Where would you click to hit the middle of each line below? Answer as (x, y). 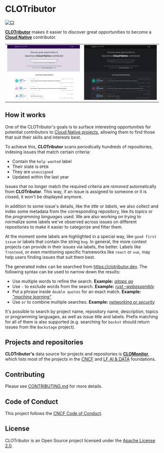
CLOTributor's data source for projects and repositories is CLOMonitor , (77, 354)
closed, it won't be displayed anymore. (44, 197)
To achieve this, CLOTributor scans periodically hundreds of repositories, (79, 146)
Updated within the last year (41, 177)
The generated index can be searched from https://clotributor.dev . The (76, 267)
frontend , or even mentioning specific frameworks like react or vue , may (78, 252)
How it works (25, 115)
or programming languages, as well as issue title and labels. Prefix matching (82, 316)
